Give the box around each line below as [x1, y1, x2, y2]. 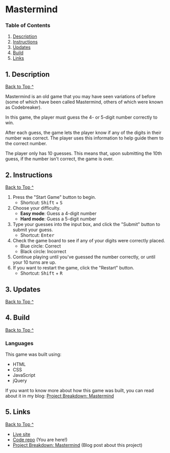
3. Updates [5, 285, 41, 293]
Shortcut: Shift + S [20, 199, 63, 206]
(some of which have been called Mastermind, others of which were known [5, 99, 163, 105]
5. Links [5, 407, 31, 416]
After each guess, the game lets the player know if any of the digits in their [5, 129, 162, 136]
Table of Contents [5, 22, 51, 29]
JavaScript [12, 372, 36, 378]
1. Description [5, 70, 50, 79]
